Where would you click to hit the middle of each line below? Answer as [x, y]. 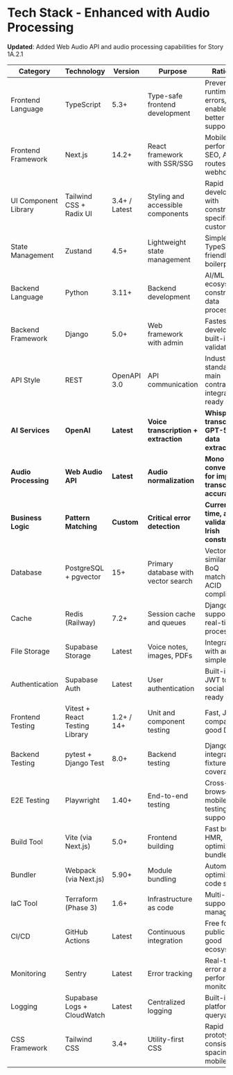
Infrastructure [170, 899]
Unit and [161, 713]
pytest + [78, 754]
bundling [162, 879]
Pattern [77, 518]
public [215, 932]
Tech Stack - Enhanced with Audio [109, 13]
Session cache [171, 613]
